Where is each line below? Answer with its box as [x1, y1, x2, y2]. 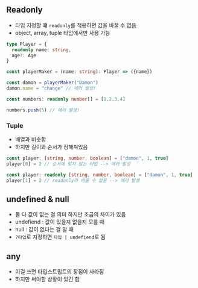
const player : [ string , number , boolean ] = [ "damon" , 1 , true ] [6, 155, 169, 161]
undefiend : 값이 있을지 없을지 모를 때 [14, 218, 104, 225]
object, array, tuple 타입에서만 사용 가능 [14, 29, 110, 36]
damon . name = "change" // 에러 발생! [6, 86, 97, 92]
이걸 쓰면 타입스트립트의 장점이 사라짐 [14, 268, 104, 275]
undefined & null [6, 194, 69, 204]
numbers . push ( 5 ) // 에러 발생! [6, 107, 80, 113]
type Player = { [6, 41, 47, 47]
